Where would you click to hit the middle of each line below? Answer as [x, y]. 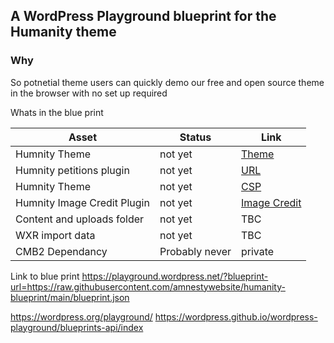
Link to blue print [45, 276]
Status [195, 137]
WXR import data [55, 235]
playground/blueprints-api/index [77, 327]
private [257, 251]
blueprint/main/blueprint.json [70, 297]
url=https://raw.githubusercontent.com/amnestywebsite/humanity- [148, 286]
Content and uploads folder [80, 219]
